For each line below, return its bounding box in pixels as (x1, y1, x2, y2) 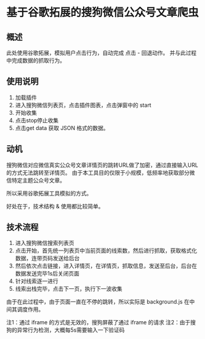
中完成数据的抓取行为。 (6, 57, 65, 64)
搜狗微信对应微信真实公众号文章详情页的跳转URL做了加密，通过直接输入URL (6, 161, 198, 169)
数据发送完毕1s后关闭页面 (15, 270, 79, 277)
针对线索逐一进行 (15, 277, 59, 285)
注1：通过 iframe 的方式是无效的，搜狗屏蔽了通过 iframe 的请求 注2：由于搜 (6, 319, 196, 326)
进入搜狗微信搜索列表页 (15, 239, 74, 247)
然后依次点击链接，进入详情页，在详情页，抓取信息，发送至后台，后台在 (15, 262, 197, 269)
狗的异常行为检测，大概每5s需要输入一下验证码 (6, 326, 125, 334)
